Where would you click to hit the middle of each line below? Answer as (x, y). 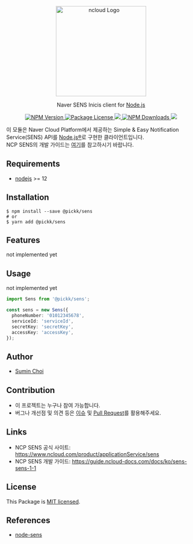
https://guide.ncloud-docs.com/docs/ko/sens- (130, 461)
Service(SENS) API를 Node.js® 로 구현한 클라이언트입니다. (75, 137)
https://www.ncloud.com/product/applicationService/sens (87, 454)
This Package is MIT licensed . (43, 501)
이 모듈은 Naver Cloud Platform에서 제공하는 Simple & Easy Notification (93, 130)
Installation (28, 198)
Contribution (31, 390)
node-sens (28, 535)
